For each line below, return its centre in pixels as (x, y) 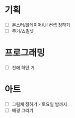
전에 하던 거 (23, 68)
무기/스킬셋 (23, 31)
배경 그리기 (23, 111)
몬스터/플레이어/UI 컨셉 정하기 (41, 25)
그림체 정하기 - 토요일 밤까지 (39, 104)
